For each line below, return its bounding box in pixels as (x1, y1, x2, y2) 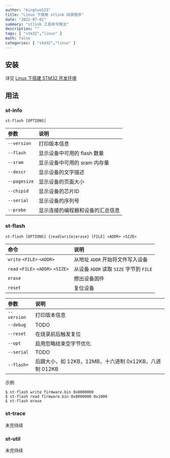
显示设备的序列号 (38, 198, 79, 205)
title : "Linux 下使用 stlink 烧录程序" (5, 12, 84, 17)
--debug (8, 322, 26, 328)
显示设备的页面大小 (38, 178, 84, 185)
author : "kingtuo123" (5, 7, 51, 13)
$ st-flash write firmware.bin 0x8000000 (5, 389, 94, 395)
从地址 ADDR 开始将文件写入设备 (73, 256, 148, 263)
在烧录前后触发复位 (35, 331, 81, 338)
